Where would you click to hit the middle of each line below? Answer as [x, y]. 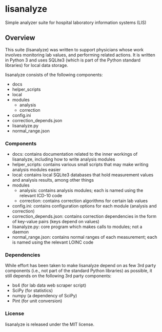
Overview [20, 38]
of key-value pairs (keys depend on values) [56, 222]
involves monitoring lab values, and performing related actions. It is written [80, 55]
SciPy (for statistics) [32, 290]
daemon [20, 232]
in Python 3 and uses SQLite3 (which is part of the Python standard [73, 60]
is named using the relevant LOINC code [53, 242]
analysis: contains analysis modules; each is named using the [81, 190]
